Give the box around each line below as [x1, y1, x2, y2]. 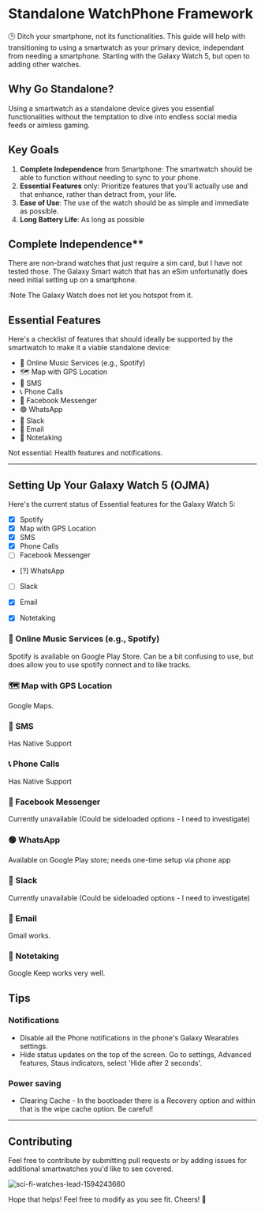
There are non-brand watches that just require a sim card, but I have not [8, 259, 243, 268]
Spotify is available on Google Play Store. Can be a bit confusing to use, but [8, 651, 254, 661]
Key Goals [8, 143, 59, 157]
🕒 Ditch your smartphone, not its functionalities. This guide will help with [8, 31, 246, 40]
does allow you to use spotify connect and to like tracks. [8, 659, 192, 669]
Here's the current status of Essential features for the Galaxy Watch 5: [8, 500, 236, 508]
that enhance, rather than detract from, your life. [19, 189, 177, 198]
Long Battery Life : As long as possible [19, 214, 144, 224]
